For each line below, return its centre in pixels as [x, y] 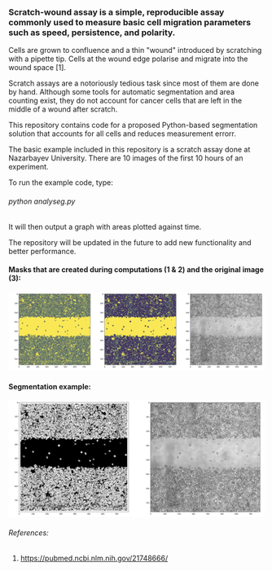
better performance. [42, 251]
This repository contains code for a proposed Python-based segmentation [133, 125]
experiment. [29, 167]
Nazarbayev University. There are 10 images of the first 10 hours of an [126, 158]
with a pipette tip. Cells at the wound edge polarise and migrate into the [128, 59]
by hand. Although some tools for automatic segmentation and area [121, 92]
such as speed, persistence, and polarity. [92, 33]
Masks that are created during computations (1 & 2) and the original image [136, 270]
